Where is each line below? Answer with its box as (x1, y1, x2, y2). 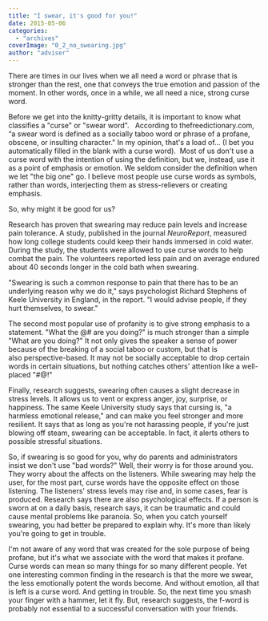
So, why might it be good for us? (8, 204, 116, 213)
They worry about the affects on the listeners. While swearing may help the (8, 470, 256, 478)
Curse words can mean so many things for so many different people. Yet (8, 562, 247, 571)
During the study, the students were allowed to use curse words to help (8, 245, 244, 255)
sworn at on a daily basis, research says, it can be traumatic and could (8, 503, 241, 513)
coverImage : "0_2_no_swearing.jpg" (8, 42, 127, 50)
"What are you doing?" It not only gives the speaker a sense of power (8, 336, 238, 345)
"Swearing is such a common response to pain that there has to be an (8, 278, 238, 287)
